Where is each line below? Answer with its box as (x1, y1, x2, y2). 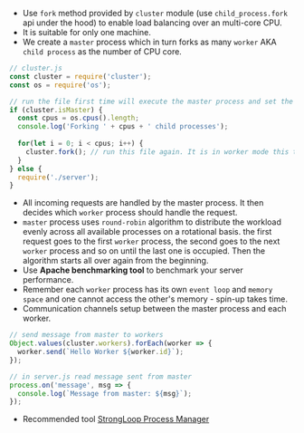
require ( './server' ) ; (17, 172, 100, 182)
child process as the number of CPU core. (22, 46, 183, 57)
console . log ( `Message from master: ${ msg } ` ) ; (17, 389, 193, 398)
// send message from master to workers (9, 331, 165, 340)
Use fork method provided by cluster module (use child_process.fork (22, 8, 288, 18)
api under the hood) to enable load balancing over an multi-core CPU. (22, 17, 282, 28)
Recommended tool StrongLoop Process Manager (22, 414, 210, 425)
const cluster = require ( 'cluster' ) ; (9, 72, 152, 81)
